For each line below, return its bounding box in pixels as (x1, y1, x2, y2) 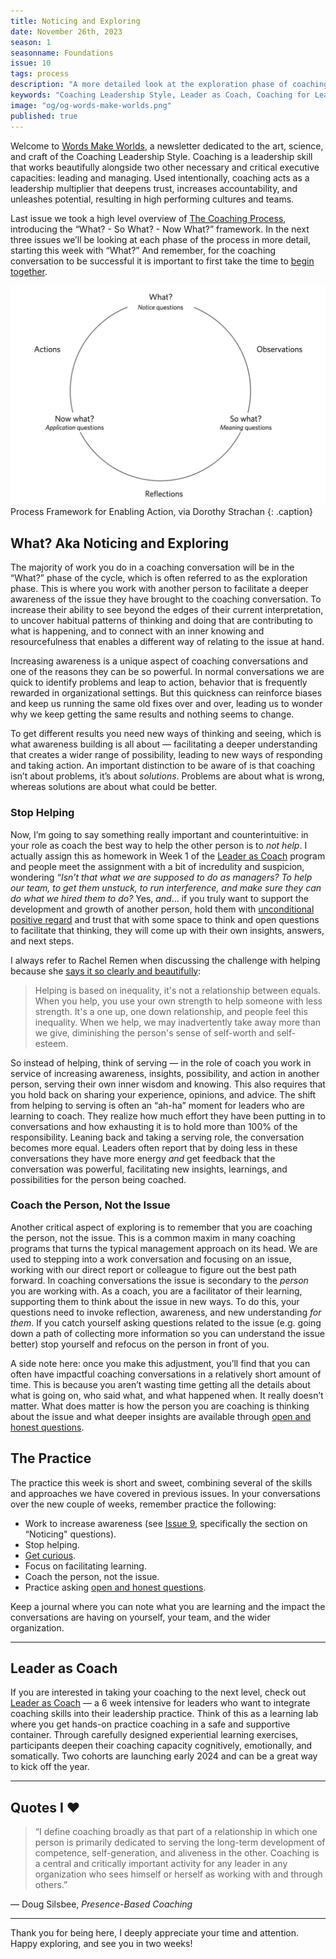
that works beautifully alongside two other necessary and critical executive (10, 161, 320, 173)
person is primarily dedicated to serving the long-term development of (34, 1836, 326, 1849)
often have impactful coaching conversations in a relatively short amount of (10, 1368, 322, 1380)
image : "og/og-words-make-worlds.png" (10, 100, 172, 110)
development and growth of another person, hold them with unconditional (10, 903, 315, 915)
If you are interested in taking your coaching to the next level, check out (10, 1686, 307, 1699)
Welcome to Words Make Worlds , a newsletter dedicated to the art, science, (10, 140, 324, 152)
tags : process (10, 69, 70, 79)
